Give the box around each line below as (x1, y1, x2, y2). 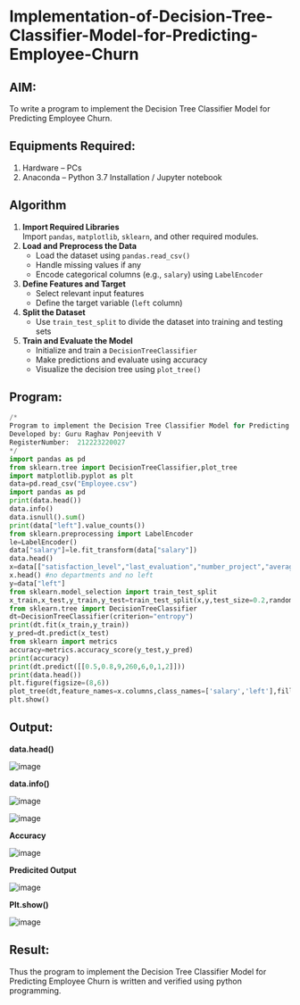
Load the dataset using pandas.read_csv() (35, 250, 190, 261)
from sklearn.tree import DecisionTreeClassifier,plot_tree (9, 462, 238, 472)
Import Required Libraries (21, 221, 120, 232)
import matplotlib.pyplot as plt (9, 471, 134, 480)
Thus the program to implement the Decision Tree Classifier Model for (9, 966, 267, 976)
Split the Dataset (21, 306, 87, 318)
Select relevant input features (35, 287, 145, 298)
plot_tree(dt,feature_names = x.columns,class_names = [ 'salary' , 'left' (9, 687, 270, 696)
